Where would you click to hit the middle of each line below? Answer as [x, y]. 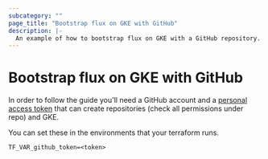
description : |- [35, 31]
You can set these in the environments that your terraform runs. [114, 132]
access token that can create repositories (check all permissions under [126, 108]
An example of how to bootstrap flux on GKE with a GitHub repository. [138, 38]
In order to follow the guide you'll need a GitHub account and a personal [128, 100]
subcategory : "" [35, 16]
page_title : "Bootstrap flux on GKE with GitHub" [93, 23]
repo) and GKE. [33, 117]
